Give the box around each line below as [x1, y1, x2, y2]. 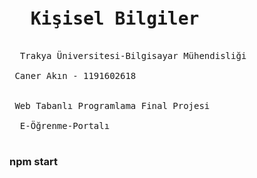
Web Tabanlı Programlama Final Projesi [14, 100, 211, 111]
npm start [9, 154, 59, 168]
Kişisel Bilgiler [30, 8, 200, 30]
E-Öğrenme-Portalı [19, 120, 111, 131]
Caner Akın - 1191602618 [14, 70, 137, 81]
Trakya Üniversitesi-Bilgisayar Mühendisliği [19, 50, 247, 61]
